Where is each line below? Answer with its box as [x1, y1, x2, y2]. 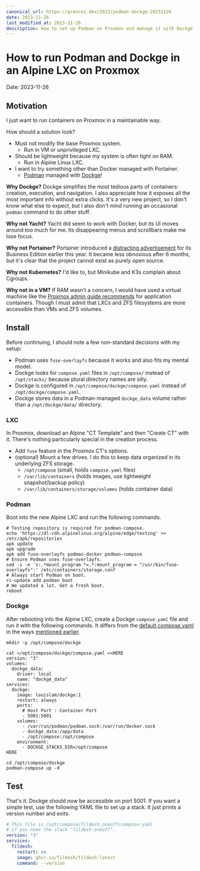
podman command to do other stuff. [6, 208, 91, 216]
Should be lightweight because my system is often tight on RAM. [14, 153, 174, 159]
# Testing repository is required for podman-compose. [6, 525, 145, 531]
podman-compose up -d [6, 765, 60, 771]
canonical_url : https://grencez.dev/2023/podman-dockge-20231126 [6, 8, 171, 15]
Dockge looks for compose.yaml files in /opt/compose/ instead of [14, 369, 170, 376]
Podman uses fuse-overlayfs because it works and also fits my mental [14, 356, 189, 364]
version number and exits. [6, 810, 70, 817]
